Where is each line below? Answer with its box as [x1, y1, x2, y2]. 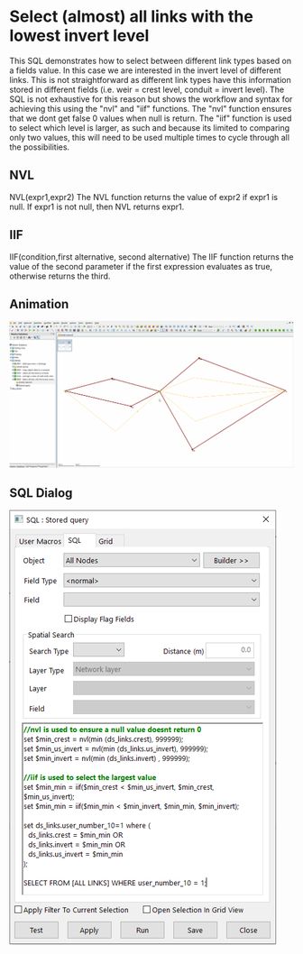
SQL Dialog [9, 485, 73, 501]
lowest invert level [9, 25, 150, 46]
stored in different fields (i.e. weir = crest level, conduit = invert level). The [9, 84, 285, 95]
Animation [9, 296, 69, 312]
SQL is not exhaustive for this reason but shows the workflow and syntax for [9, 93, 293, 105]
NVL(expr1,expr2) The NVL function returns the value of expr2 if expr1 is [9, 191, 278, 202]
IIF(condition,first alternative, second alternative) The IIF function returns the [9, 251, 294, 262]
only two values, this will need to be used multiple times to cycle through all [9, 132, 290, 142]
